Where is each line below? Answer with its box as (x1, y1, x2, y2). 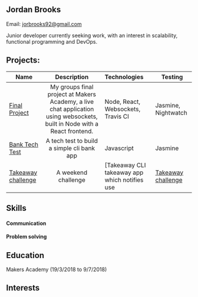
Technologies (104, 73, 144, 81)
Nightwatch (155, 109, 187, 117)
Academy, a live (49, 97, 94, 106)
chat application (49, 105, 94, 113)
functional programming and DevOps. (6, 38, 98, 45)
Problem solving (6, 233, 47, 240)
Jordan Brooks (6, 5, 61, 15)
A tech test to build (45, 136, 98, 145)
